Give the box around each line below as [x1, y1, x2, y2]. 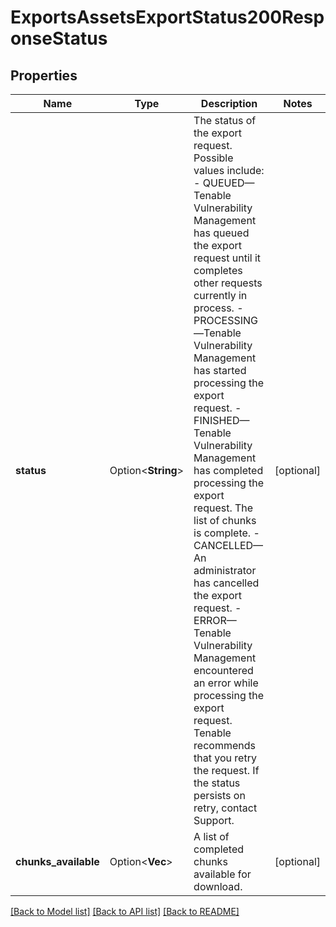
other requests [193, 276, 263, 290]
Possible [193, 151, 234, 165]
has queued [193, 226, 250, 240]
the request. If [193, 764, 260, 777]
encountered [193, 664, 254, 677]
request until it [193, 251, 262, 265]
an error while [193, 676, 259, 690]
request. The [193, 501, 254, 515]
